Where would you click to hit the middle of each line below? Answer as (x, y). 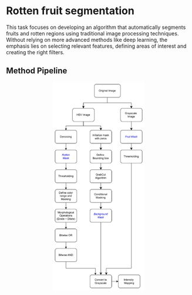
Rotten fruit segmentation (70, 11)
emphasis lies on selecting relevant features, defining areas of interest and (96, 46)
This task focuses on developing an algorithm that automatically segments (96, 27)
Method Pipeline (37, 71)
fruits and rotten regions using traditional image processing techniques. (92, 33)
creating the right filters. (35, 52)
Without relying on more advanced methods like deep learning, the (87, 40)
